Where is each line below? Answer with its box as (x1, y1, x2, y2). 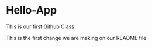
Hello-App (6, 4, 57, 17)
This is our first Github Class (6, 23, 75, 30)
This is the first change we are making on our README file (6, 34, 147, 41)
